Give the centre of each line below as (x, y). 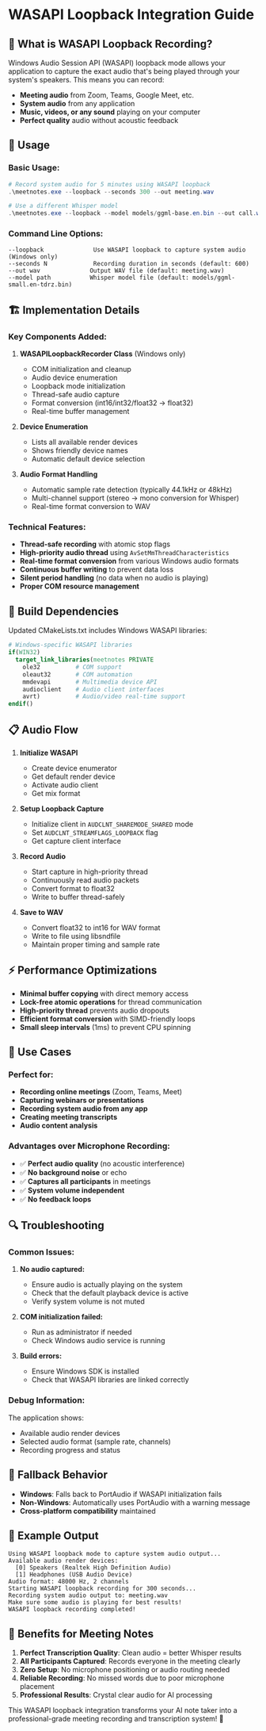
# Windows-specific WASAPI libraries (70, 645)
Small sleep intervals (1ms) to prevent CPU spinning (105, 1027)
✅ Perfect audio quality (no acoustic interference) (102, 1163)
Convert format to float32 (73, 888)
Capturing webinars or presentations (82, 1101)
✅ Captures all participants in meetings (85, 1181)
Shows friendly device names (80, 450)
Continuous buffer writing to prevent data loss (97, 569)
